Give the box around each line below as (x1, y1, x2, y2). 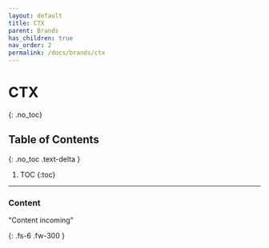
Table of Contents (8, 133, 100, 146)
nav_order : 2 (8, 42, 52, 50)
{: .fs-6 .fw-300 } (8, 231, 66, 241)
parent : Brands (8, 26, 59, 34)
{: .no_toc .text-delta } (8, 154, 81, 164)
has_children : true (8, 34, 74, 42)
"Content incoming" (8, 215, 74, 225)
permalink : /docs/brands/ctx (8, 49, 106, 57)
